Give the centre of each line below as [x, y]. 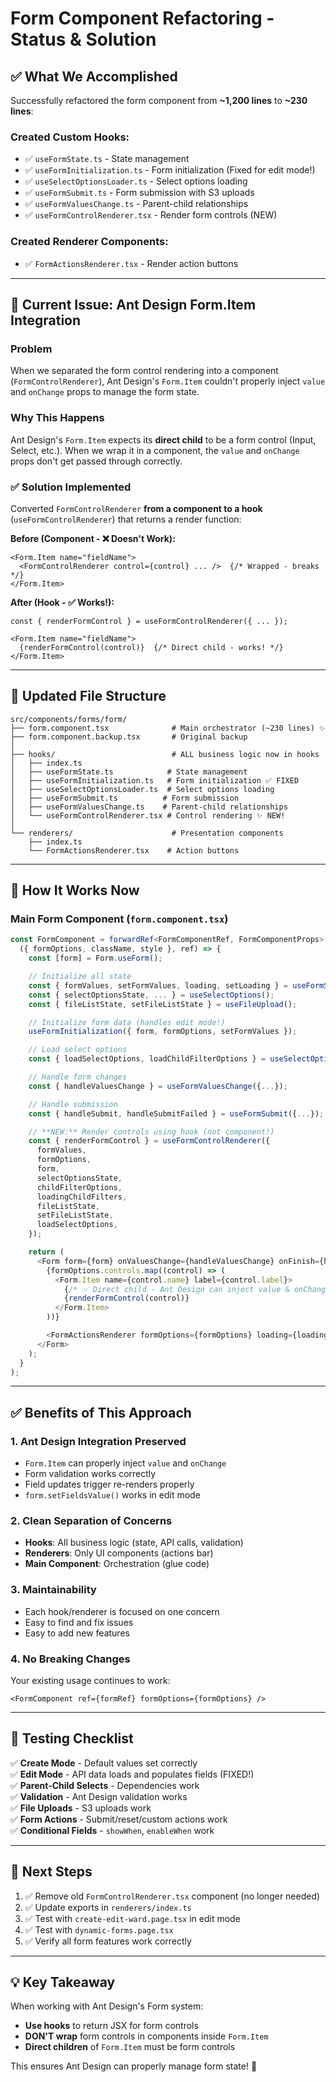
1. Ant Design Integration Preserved [98, 1441]
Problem [31, 349]
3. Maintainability [53, 1590]
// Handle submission [73, 1104]
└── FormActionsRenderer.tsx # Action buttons [134, 850]
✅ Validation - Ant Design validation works [99, 1796]
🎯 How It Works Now [75, 890]
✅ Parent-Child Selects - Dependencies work [105, 1785]
